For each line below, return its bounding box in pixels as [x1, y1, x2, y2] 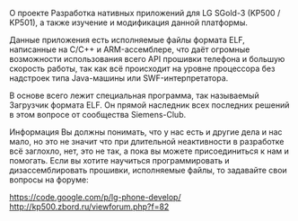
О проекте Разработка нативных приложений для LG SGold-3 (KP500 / [9, 8, 281, 18]
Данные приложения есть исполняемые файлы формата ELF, [9, 35, 245, 45]
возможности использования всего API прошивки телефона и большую [9, 54, 285, 64]
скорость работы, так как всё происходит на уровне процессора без [9, 63, 276, 74]
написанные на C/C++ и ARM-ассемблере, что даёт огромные [9, 44, 250, 55]
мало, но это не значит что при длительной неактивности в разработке [9, 137, 285, 146]
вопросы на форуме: [9, 174, 89, 185]
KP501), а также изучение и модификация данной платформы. [9, 17, 249, 28]
